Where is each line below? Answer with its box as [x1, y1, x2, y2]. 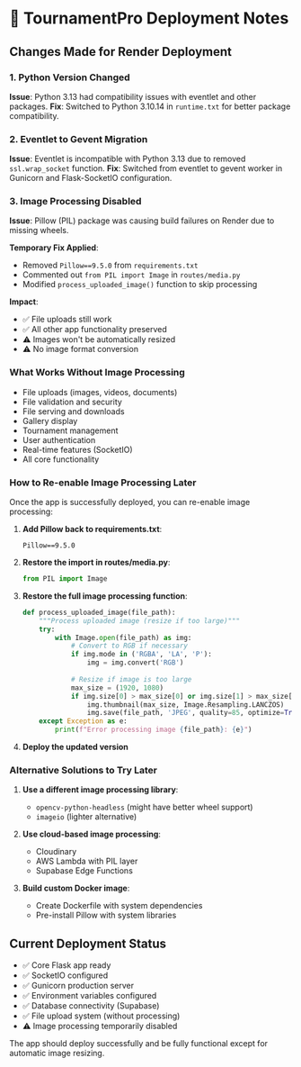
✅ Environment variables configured [22, 990, 157, 1001]
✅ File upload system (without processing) [22, 1010, 181, 1021]
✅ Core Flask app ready [22, 960, 111, 971]
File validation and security [22, 396, 123, 407]
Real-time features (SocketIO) [22, 444, 133, 455]
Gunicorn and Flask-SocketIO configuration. [9, 173, 173, 184]
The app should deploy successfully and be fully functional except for [9, 1038, 268, 1049]
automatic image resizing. [9, 1048, 105, 1059]
